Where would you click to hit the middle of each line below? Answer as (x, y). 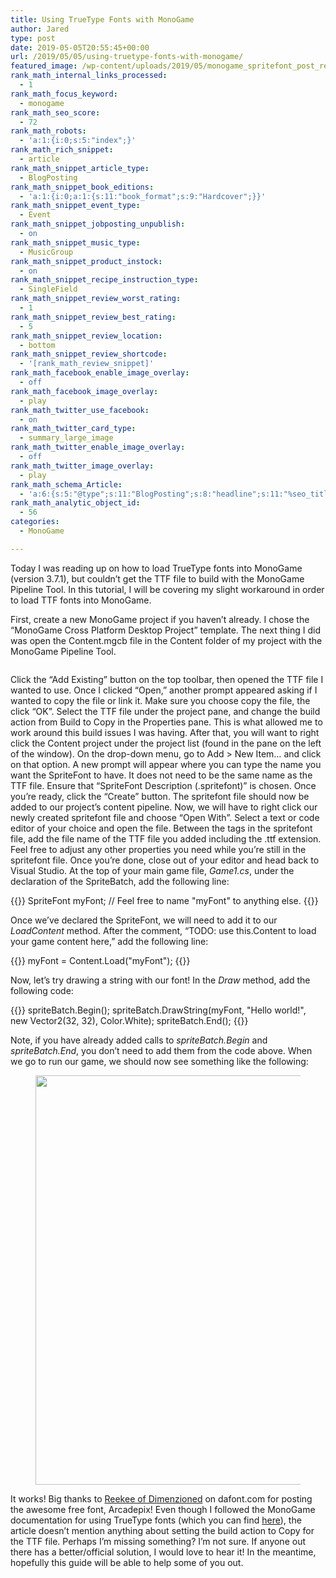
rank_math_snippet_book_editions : (82, 187)
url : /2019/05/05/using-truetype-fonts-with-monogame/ (127, 57)
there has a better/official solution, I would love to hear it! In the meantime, (163, 1552)
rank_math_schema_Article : (66, 484)
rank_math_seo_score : (55, 112)
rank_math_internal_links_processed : (89, 76)
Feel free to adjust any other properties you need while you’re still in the (158, 849)
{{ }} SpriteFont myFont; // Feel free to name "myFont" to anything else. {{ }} (164, 900)
